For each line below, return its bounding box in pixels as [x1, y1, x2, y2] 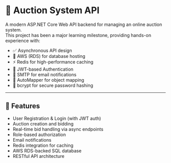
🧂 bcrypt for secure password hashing [12, 82, 93, 88]
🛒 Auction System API [5, 5, 100, 16]
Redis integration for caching [12, 142, 74, 148]
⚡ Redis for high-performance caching [12, 58, 94, 65]
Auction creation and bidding [12, 120, 74, 126]
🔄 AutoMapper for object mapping [12, 77, 84, 83]
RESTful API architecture [12, 153, 65, 159]
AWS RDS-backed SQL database [12, 147, 82, 154]
